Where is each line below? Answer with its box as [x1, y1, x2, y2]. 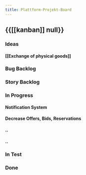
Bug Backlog [5, 65, 36, 72]
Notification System [5, 104, 47, 110]
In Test [5, 151, 22, 158]
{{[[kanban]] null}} [5, 26, 64, 34]
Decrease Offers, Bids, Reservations [5, 115, 82, 122]
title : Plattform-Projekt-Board [5, 7, 72, 12]
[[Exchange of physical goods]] [5, 53, 71, 59]
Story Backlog [5, 79, 40, 86]
